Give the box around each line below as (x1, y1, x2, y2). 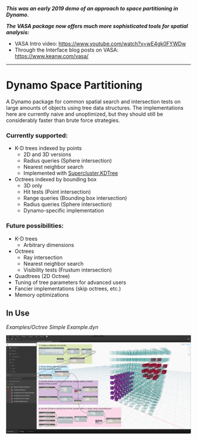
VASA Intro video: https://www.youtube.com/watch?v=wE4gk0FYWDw (14, 40, 186, 47)
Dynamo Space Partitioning (6, 79, 142, 92)
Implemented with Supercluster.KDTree (23, 170, 118, 177)
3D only (23, 182, 43, 189)
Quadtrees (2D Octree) (14, 272, 70, 279)
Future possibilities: (6, 222, 64, 230)
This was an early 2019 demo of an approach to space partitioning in (6, 5, 179, 12)
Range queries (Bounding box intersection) (23, 195, 127, 202)
